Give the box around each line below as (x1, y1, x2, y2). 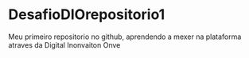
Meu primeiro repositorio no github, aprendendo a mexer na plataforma (8, 32, 242, 41)
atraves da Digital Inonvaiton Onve (8, 40, 121, 49)
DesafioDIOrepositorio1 (8, 6, 165, 24)
